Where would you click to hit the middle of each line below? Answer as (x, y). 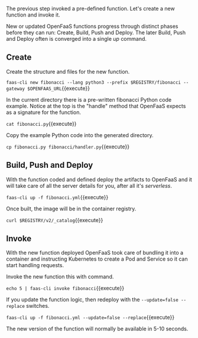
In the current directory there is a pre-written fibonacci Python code (89, 99)
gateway (16, 89)
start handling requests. (35, 265)
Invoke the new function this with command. (60, 277)
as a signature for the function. (44, 112)
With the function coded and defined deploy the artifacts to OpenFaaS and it (99, 179)
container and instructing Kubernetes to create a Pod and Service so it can (97, 259)
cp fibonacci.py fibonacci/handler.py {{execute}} (68, 147)
